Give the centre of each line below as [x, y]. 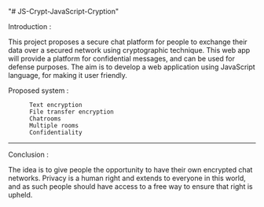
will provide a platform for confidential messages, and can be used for [122, 59]
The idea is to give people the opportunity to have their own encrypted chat [130, 170]
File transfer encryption [71, 112]
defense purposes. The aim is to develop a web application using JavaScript [132, 67]
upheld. [20, 195]
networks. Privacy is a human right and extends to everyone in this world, [127, 178]
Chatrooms [45, 119]
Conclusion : [28, 154]
